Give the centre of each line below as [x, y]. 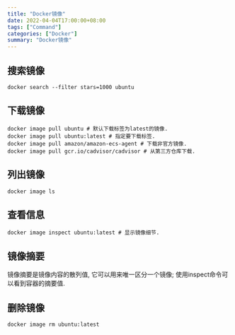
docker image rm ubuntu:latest [53, 324]
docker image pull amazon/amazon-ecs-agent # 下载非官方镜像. [97, 143]
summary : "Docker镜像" [40, 40]
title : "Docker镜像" [36, 14]
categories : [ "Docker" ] [42, 34]
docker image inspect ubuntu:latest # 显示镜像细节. [84, 233]
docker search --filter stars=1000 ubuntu [71, 87]
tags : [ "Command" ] [34, 27]
